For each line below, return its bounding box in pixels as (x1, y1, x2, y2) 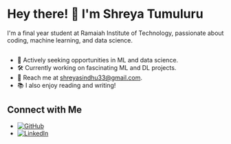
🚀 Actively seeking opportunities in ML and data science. (16, 56, 179, 64)
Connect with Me (7, 104, 82, 115)
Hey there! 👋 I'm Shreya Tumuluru (7, 6, 204, 22)
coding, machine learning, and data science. (7, 36, 133, 44)
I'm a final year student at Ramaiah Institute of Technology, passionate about (7, 29, 224, 37)
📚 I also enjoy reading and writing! (16, 82, 116, 90)
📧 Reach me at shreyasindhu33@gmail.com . (16, 73, 143, 82)
